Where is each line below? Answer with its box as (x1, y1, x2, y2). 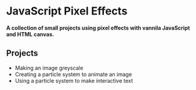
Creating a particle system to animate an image (14, 71, 132, 78)
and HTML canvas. (6, 30, 54, 37)
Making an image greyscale (14, 64, 84, 71)
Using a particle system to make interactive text (14, 77, 133, 84)
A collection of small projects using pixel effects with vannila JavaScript (6, 24, 191, 31)
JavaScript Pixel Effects (6, 4, 128, 18)
